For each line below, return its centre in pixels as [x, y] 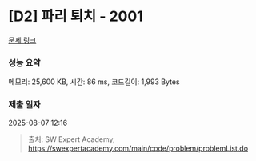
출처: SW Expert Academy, [71, 139]
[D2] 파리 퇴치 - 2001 [76, 16]
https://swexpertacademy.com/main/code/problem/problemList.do [138, 148]
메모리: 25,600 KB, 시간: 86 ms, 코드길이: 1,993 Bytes [94, 82]
